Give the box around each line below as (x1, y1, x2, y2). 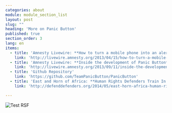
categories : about (5, 7, 45, 13)
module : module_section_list (5, 12, 68, 17)
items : (5, 46, 19, 51)
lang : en (5, 41, 24, 46)
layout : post (5, 17, 33, 22)
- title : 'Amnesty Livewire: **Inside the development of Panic (10, 60, 150, 65)
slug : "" (5, 21, 24, 27)
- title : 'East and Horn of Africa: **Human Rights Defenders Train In (10, 79, 166, 84)
